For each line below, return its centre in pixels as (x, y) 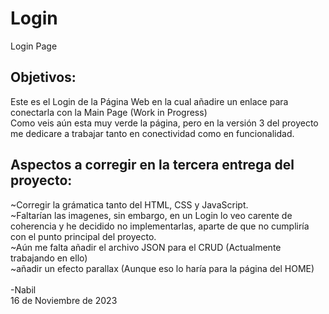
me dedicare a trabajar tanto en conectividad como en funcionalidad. (152, 133)
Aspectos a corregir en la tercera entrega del (152, 165)
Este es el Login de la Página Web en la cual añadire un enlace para (149, 101)
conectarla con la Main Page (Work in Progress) (109, 112)
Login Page (34, 46)
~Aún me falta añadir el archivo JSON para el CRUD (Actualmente (146, 247)
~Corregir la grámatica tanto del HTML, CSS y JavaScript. (129, 204)
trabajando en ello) (49, 258)
